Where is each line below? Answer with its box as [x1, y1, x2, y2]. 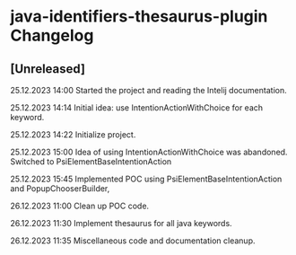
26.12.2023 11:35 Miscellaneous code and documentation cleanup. [10, 235, 256, 246]
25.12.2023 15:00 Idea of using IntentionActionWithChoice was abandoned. [10, 146, 288, 157]
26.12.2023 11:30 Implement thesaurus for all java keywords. [10, 218, 232, 228]
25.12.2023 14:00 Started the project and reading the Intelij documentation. [10, 85, 287, 95]
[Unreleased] [10, 61, 86, 76]
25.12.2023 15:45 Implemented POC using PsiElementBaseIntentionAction [10, 173, 283, 184]
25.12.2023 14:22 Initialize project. [10, 129, 136, 140]
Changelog [10, 25, 94, 46]
